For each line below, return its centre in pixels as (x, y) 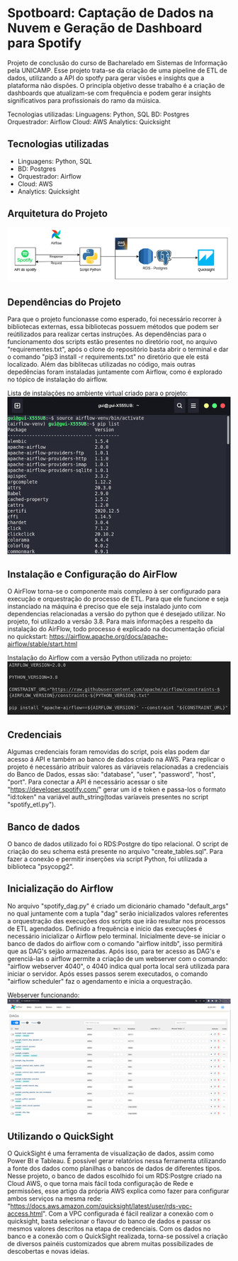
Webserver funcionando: (44, 995)
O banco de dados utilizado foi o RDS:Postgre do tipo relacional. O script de (118, 844)
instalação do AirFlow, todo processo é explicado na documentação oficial (116, 629)
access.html (25, 1213)
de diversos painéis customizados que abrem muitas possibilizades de (110, 1244)
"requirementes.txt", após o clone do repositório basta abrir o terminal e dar (118, 350)
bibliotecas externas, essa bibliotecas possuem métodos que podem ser (113, 327)
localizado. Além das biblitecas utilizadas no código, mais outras (102, 365)
